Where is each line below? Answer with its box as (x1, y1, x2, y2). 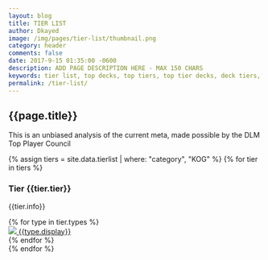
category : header (8, 42, 67, 50)
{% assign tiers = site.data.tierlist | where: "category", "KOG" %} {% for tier (8, 155, 258, 164)
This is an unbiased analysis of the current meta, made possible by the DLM (8, 130, 260, 140)
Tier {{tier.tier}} (8, 183, 72, 194)
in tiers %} (8, 163, 43, 173)
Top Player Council (8, 138, 71, 149)
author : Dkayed (8, 27, 60, 35)
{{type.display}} (18, 226, 72, 236)
